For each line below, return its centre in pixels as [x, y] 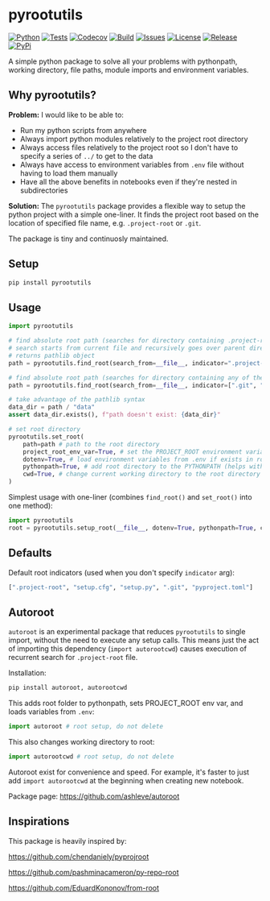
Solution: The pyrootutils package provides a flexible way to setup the [127, 206]
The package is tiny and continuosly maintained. [88, 239]
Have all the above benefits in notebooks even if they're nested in [129, 181]
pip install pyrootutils [50, 282]
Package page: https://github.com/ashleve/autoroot [94, 796]
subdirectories [44, 190]
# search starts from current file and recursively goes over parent [127, 348]
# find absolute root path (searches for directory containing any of [129, 378]
